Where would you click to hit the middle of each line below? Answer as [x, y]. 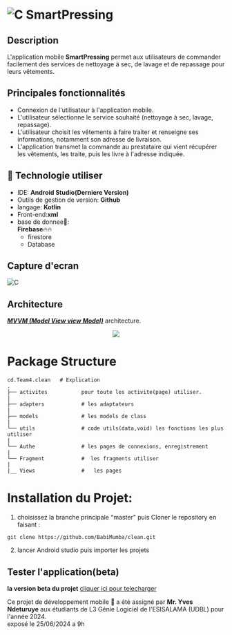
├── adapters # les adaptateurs [71, 404]
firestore [39, 237]
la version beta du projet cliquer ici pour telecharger [82, 588]
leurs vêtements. [31, 72]
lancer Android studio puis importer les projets [83, 550]
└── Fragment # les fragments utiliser [83, 459]
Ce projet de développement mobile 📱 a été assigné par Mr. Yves [100, 602]
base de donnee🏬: [43, 222]
